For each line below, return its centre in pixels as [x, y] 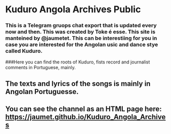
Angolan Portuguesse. [42, 91]
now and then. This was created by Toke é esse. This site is [80, 32]
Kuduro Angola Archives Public [73, 9]
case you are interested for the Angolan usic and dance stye [82, 44]
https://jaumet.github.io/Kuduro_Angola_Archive [85, 117]
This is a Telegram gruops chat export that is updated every [81, 26]
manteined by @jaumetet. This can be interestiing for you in [81, 38]
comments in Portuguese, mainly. [40, 68]
